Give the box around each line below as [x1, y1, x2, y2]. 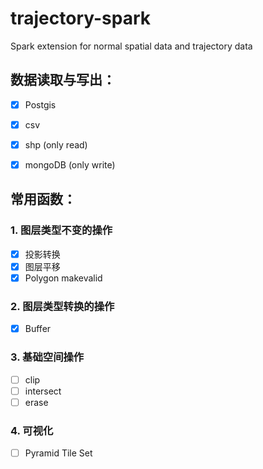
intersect [24, 385, 62, 397]
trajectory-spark [10, 7, 152, 30]
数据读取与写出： [10, 72, 116, 89]
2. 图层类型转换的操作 [10, 299, 115, 313]
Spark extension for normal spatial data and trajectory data [10, 40, 253, 52]
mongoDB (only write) [24, 158, 116, 171]
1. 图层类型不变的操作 [10, 223, 113, 237]
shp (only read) [24, 138, 88, 151]
